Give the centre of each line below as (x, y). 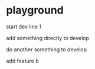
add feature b (23, 61)
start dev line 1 (24, 27)
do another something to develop (47, 49)
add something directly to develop (48, 38)
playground (35, 10)
